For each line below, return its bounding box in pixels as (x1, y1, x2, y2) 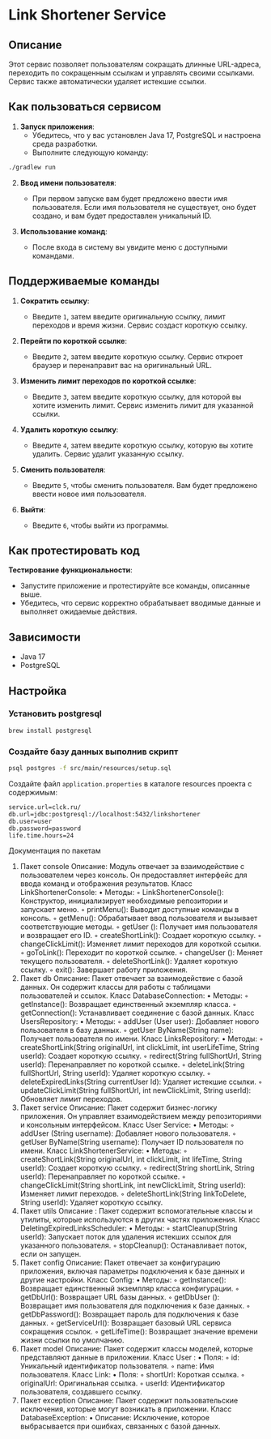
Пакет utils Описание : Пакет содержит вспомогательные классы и (19, 1206, 253, 1215)
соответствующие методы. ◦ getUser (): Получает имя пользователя (19, 922, 258, 931)
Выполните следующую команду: (32, 148, 149, 157)
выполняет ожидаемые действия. (19, 606, 138, 617)
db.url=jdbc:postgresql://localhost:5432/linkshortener (8, 810, 201, 818)
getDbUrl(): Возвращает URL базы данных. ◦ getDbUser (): (19, 1291, 220, 1302)
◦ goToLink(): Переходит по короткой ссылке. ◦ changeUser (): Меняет (19, 947, 263, 957)
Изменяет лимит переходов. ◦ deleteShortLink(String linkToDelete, (19, 1188, 247, 1198)
